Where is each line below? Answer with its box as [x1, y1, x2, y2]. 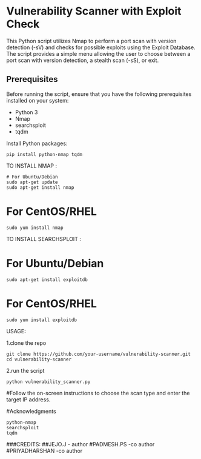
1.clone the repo [6, 339, 47, 347]
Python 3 [15, 108, 38, 116]
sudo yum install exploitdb [6, 317, 77, 323]
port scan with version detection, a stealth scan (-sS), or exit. [6, 56, 159, 64]
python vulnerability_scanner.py [6, 378, 91, 385]
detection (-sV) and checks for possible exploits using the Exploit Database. [6, 44, 196, 51]
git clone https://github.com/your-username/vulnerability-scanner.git [6, 351, 191, 357]
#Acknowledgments [6, 407, 56, 415]
